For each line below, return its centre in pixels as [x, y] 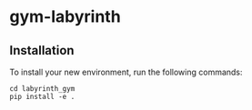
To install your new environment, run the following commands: [126, 72]
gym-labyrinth [65, 17]
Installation [42, 50]
